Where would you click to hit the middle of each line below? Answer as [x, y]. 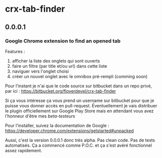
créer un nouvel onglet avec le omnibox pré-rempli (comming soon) [80, 76]
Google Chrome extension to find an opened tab [63, 41]
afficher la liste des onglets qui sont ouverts [56, 61]
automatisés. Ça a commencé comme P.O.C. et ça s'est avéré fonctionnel [79, 145]
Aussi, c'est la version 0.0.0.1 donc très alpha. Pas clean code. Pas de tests [80, 140]
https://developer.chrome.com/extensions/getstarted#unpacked [69, 131]
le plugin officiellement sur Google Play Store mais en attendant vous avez [80, 111]
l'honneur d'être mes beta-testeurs [40, 116]
